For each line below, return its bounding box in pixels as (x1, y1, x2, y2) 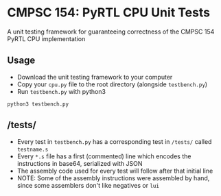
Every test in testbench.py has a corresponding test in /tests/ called (16, 137, 212, 145)
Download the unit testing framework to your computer (16, 73, 173, 81)
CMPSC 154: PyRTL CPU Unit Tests (7, 5, 211, 21)
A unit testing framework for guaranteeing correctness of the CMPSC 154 (7, 27, 215, 36)
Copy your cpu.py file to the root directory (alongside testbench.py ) (16, 80, 208, 88)
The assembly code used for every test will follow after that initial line (16, 167, 213, 175)
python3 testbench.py (7, 101, 69, 108)
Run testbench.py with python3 (16, 87, 106, 95)
